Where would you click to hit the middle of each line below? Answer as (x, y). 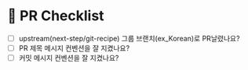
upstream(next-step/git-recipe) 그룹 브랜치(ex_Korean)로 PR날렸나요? (129, 38)
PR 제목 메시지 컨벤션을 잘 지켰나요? (74, 48)
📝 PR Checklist (56, 16)
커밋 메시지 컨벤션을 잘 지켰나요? (69, 58)
